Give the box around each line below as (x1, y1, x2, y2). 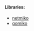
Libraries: (4, 4, 25, 10)
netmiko (11, 15, 29, 21)
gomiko (11, 20, 28, 26)
